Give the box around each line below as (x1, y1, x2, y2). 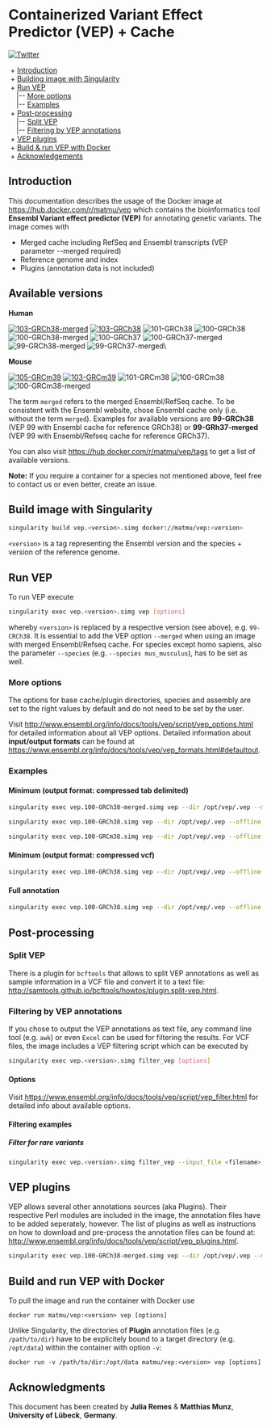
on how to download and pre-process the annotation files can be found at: (8, 1228, 256, 1237)
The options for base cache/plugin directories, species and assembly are (8, 695, 252, 705)
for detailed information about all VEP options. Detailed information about (8, 728, 252, 738)
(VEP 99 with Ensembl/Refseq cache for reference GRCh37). (8, 431, 210, 440)
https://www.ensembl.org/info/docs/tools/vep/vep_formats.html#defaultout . (8, 745, 261, 755)
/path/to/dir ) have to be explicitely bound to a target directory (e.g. (8, 1334, 236, 1344)
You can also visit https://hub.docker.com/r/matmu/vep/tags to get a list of (8, 446, 256, 456)
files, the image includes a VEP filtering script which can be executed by (8, 1041, 248, 1051)
